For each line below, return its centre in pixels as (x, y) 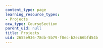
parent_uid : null (23, 28)
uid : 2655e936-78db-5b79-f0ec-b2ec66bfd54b (52, 38)
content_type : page (26, 10)
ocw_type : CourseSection (31, 24)
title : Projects (22, 33)
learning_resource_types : (32, 14)
